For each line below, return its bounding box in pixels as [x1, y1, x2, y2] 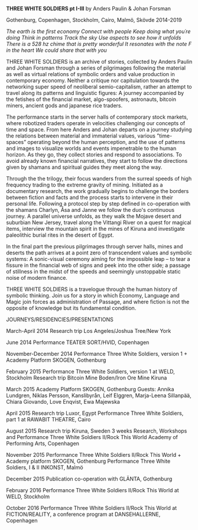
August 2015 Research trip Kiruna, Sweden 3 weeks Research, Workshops [6, 427, 187, 434]
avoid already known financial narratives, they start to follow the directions [6, 158, 188, 164]
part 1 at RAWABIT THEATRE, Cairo [6, 416, 91, 423]
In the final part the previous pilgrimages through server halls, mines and [6, 243, 183, 250]
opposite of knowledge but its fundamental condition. [6, 305, 137, 312]
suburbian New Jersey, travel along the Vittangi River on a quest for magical [6, 219, 191, 226]
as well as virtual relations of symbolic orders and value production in [6, 71, 176, 77]
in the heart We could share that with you [6, 47, 108, 54]
